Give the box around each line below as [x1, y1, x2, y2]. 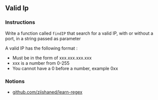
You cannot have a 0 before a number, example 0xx [12, 65, 118, 71]
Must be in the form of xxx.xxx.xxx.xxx [12, 55, 92, 61]
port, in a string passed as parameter [5, 35, 81, 41]
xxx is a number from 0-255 [12, 60, 70, 66]
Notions [5, 78, 25, 85]
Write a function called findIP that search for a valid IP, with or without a [5, 30, 154, 36]
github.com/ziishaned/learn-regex [12, 89, 83, 95]
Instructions [5, 19, 36, 26]
